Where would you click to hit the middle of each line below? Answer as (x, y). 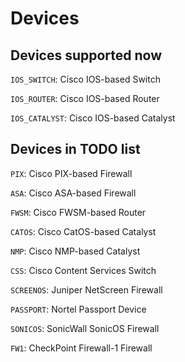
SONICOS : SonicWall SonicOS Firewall (85, 328)
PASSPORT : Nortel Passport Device (78, 309)
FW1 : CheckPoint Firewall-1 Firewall (81, 348)
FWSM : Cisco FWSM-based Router (78, 212)
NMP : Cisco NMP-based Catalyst (75, 251)
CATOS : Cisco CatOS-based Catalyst (83, 231)
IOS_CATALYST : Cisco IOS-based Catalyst (93, 118)
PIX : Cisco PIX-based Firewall (71, 173)
